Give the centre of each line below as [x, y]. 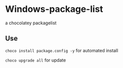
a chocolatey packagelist [31, 23]
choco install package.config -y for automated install [62, 50]
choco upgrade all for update [35, 60]
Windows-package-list [54, 9]
